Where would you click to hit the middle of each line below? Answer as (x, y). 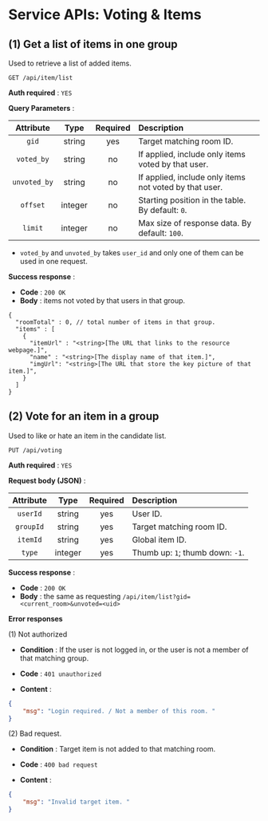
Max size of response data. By (195, 223)
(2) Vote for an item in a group (84, 416)
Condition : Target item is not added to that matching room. (118, 749)
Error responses (35, 618)
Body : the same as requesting (70, 596)
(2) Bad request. (35, 734)
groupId (30, 527)
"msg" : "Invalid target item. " (76, 802)
